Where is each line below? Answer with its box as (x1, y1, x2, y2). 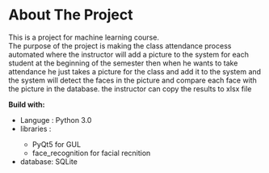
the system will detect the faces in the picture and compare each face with (8, 75, 257, 85)
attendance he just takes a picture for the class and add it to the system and (8, 66, 261, 76)
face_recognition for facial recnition (32, 148, 151, 158)
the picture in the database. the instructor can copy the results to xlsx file (8, 83, 252, 94)
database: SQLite (19, 156, 78, 167)
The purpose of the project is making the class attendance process (8, 40, 232, 50)
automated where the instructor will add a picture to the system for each (8, 49, 249, 59)
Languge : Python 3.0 (19, 115, 92, 124)
